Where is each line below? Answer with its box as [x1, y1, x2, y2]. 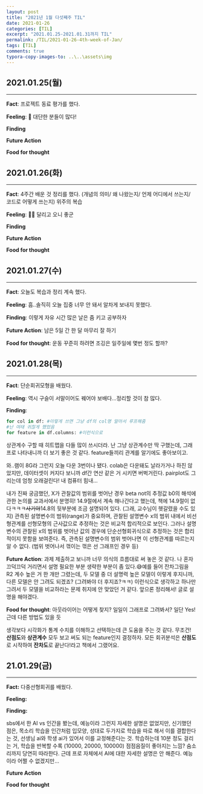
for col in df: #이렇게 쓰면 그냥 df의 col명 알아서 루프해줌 [6, 418, 146, 424]
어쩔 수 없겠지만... [17, 757, 59, 764]
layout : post [6, 8, 39, 15]
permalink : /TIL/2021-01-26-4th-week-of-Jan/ [6, 37, 123, 43]
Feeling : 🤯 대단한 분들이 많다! [6, 113, 77, 121]
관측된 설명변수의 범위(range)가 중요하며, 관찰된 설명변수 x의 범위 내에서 [14, 512, 186, 519]
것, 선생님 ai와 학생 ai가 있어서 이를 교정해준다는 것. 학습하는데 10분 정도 [12, 735, 182, 742]
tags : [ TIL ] [6, 43, 36, 49]
